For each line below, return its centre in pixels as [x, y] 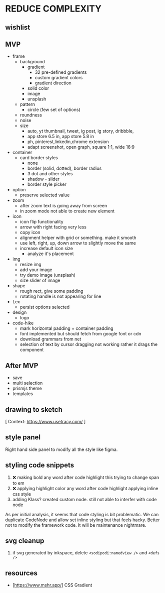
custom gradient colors [59, 78]
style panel [23, 437]
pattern [27, 104]
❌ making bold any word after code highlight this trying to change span [86, 477]
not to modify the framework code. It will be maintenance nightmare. [76, 525]
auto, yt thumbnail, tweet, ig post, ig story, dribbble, [80, 131]
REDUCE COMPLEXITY [53, 9]
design [19, 312]
